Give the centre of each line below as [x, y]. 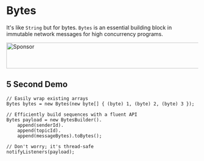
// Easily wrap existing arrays [47, 98]
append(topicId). [39, 131]
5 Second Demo [37, 84]
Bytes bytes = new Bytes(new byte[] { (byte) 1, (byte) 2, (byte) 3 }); [100, 104]
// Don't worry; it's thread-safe [50, 146]
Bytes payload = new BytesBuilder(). [54, 120]
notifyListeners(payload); [40, 152]
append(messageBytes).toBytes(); [60, 136]
